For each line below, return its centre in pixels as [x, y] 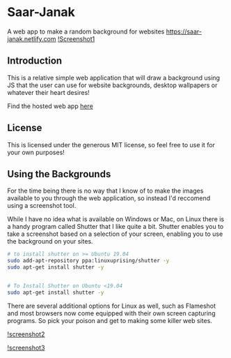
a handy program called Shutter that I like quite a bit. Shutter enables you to [115, 227]
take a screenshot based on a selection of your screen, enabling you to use [115, 234]
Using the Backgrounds [59, 174]
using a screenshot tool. [42, 206]
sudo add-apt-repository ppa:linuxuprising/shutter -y [88, 261]
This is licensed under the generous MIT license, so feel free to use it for [111, 144]
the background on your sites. [50, 241]
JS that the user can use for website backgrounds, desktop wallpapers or [112, 85]
